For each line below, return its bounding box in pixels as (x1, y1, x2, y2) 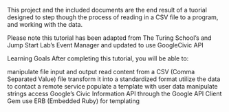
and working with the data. (7, 21, 83, 28)
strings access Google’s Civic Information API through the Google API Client (7, 89, 222, 98)
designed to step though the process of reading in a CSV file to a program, (7, 13, 219, 21)
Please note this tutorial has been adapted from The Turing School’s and (7, 34, 212, 42)
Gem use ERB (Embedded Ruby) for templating (7, 97, 140, 105)
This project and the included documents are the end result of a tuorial (7, 6, 208, 14)
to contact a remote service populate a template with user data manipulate (7, 82, 218, 90)
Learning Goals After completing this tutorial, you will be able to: (7, 54, 189, 63)
